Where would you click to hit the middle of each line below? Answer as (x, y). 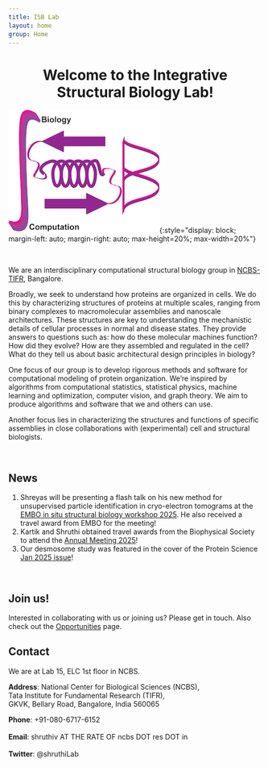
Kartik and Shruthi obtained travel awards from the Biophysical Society (137, 531)
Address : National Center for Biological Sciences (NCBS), (104, 686)
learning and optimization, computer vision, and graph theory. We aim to (128, 396)
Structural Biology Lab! (135, 92)
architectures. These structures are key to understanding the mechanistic (130, 320)
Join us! (29, 598)
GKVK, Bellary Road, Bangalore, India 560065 (84, 704)
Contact (29, 652)
